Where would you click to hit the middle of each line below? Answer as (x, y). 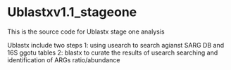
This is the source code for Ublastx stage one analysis (86, 31)
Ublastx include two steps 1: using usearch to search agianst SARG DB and (116, 45)
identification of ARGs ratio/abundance (64, 59)
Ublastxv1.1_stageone (72, 12)
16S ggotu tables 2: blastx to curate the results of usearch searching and (113, 52)
